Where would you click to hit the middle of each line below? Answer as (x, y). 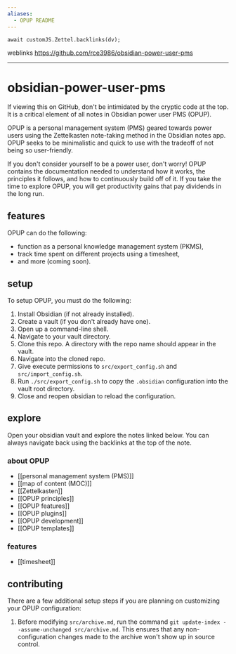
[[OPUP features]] (44, 506)
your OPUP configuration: (45, 608)
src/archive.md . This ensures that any (129, 629)
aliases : (20, 14)
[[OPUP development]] (51, 521)
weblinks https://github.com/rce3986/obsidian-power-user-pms (100, 53)
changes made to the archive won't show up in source (137, 637)
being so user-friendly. (40, 150)
